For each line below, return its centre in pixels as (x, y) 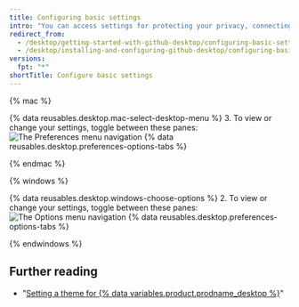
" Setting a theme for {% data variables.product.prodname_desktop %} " (153, 293)
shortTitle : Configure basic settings (81, 76)
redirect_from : (37, 34)
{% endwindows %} (46, 243)
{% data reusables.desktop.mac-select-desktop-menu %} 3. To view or (141, 117)
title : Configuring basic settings (75, 17)
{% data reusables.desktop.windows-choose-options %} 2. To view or (138, 198)
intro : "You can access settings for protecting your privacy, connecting (151, 26)
